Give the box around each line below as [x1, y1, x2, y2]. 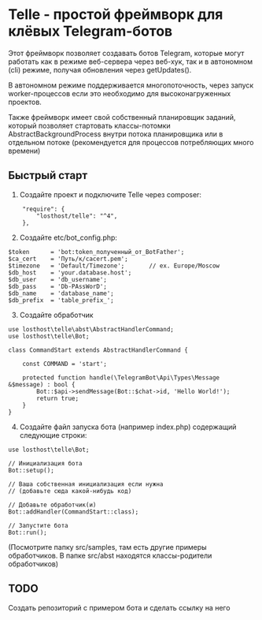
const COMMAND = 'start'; [22, 360, 108, 368]
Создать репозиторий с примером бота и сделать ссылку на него [8, 603, 231, 612]
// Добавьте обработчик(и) [8, 501, 97, 509]
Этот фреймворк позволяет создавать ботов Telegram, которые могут [8, 48, 245, 58]
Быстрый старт [8, 169, 88, 182]
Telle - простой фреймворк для [8, 6, 223, 24]
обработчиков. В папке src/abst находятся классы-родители [8, 551, 212, 560]
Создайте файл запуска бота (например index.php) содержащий [19, 422, 237, 431]
